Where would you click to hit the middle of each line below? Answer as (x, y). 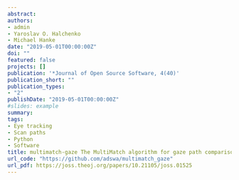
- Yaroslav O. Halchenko (44, 34)
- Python (20, 139)
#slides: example (33, 106)
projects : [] (27, 67)
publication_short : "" (41, 80)
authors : (20, 21)
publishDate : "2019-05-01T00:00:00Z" (63, 100)
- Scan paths (27, 133)
